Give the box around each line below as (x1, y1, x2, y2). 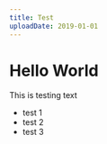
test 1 (22, 107, 43, 118)
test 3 (22, 127, 44, 138)
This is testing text (9, 90, 78, 101)
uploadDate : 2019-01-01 (9, 22, 99, 31)
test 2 (22, 117, 44, 128)
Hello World (9, 60, 99, 81)
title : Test (9, 13, 54, 22)
